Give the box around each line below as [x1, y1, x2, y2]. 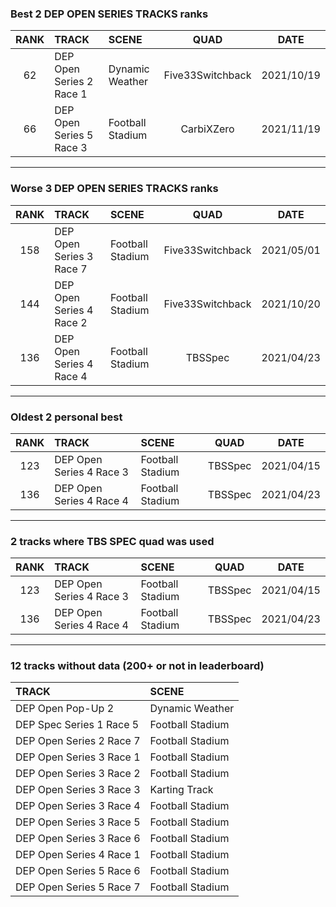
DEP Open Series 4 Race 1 [15, 848, 141, 862]
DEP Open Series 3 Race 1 [15, 750, 141, 764]
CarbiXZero [180, 122, 235, 136]
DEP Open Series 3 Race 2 [15, 767, 141, 781]
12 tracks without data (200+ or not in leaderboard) [10, 659, 265, 673]
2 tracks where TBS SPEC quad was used [10, 534, 215, 548]
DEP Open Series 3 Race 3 [15, 783, 141, 797]
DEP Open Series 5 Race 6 [15, 864, 141, 878]
